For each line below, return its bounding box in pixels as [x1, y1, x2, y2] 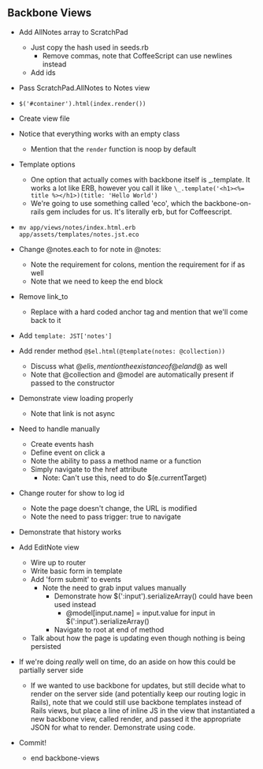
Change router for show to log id [18, 488, 125, 497]
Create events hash [30, 439, 94, 448]
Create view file [18, 114, 70, 123]
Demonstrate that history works [18, 527, 122, 536]
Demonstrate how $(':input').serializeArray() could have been [54, 591, 254, 601]
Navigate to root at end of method [54, 625, 165, 634]
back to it [30, 315, 61, 324]
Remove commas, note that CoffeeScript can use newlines [42, 51, 233, 60]
